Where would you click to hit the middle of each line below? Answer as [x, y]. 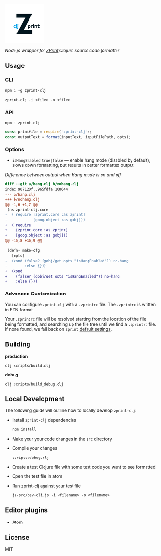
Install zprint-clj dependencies [44, 420]
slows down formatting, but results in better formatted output [73, 165]
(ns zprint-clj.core [28, 210]
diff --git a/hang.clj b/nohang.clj [42, 184]
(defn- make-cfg [23, 251]
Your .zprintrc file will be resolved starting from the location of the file [76, 319]
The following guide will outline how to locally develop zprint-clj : [71, 410]
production [16, 356]
